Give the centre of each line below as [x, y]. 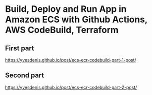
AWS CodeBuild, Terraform [62, 30]
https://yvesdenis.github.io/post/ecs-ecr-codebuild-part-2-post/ [71, 87]
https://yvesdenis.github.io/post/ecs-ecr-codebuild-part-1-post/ [71, 60]
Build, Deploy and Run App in [66, 9]
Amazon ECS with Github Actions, [76, 19]
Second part [25, 76]
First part [20, 48]
